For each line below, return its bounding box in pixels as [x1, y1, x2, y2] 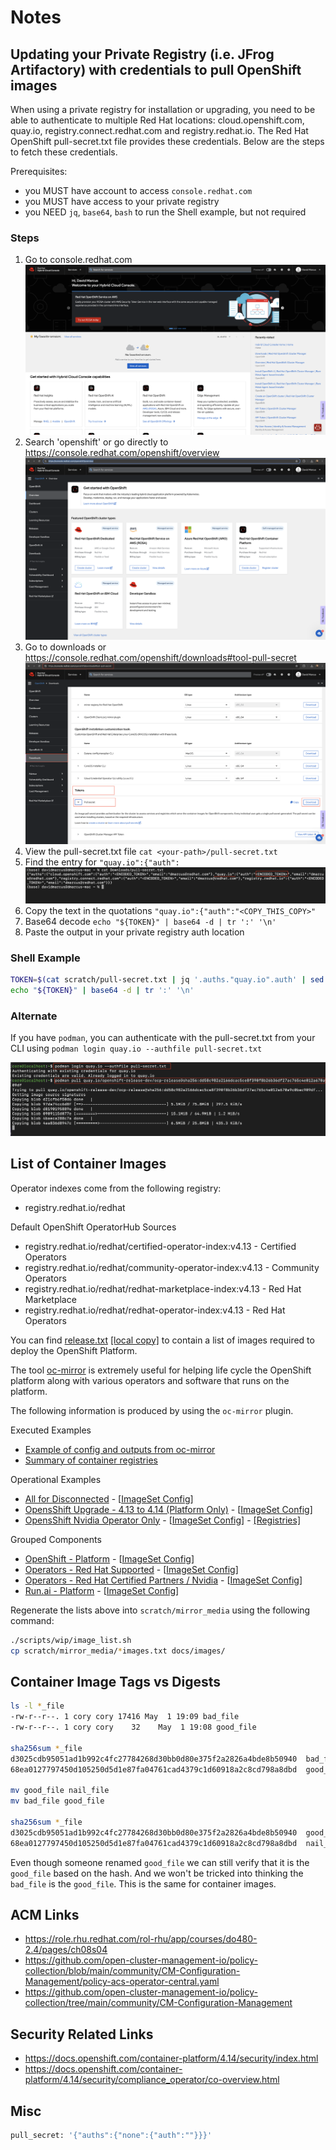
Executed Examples [10, 1424, 92, 1436]
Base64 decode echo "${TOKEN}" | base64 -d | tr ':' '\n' [24, 915, 277, 927]
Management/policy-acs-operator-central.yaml [24, 1976, 220, 1988]
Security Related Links [10, 2026, 154, 2043]
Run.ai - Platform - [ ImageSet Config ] [24, 1584, 180, 1596]
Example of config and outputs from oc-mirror [24, 1443, 216, 1455]
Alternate [10, 1009, 58, 1023]
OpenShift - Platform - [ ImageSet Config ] [24, 1552, 195, 1565]
